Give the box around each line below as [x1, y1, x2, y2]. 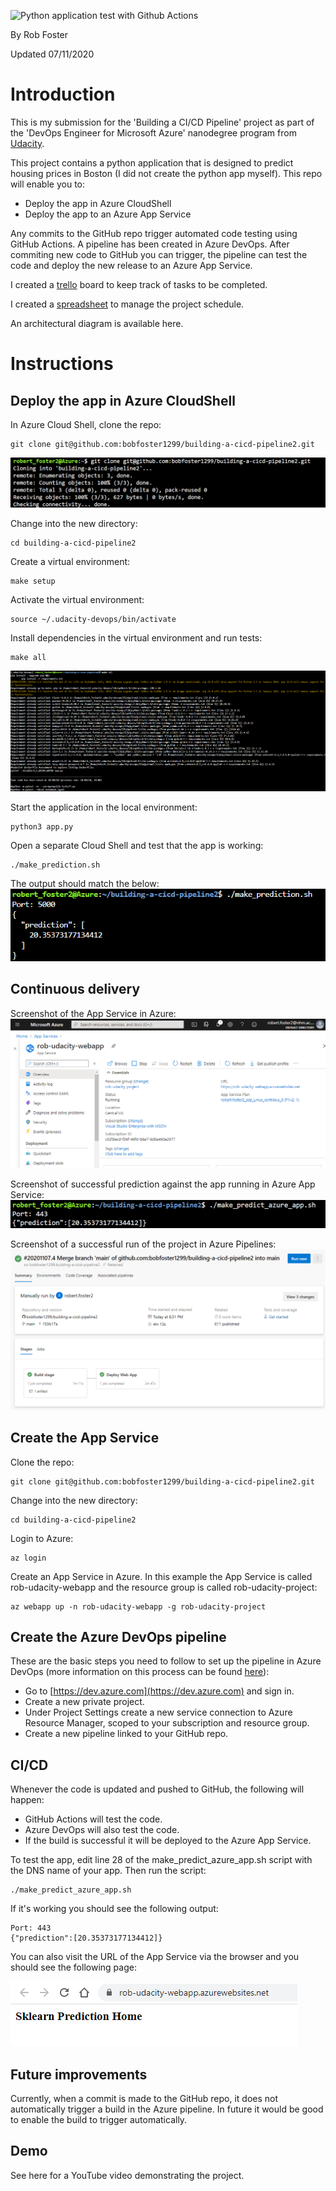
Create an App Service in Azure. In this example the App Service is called [10, 1570, 313, 1582]
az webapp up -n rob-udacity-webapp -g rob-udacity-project [10, 1601, 267, 1612]
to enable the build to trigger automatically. [10, 2113, 188, 2125]
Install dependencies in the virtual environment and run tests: [10, 631, 263, 644]
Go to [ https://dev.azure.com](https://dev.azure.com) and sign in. [24, 1685, 295, 1697]
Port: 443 [10, 1923, 52, 1934]
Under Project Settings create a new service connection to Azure [24, 1706, 293, 1719]
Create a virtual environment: [10, 555, 131, 567]
